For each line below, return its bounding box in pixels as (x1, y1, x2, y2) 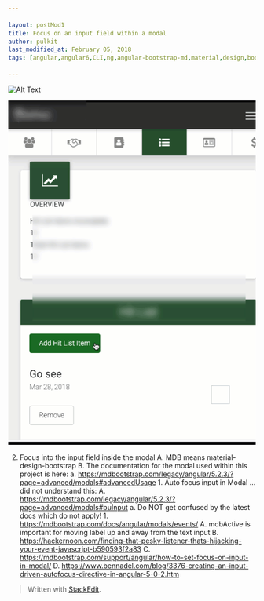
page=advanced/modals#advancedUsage (19, 477, 156, 486)
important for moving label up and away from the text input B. (19, 527, 219, 537)
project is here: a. (19, 469, 77, 479)
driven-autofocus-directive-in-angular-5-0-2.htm (19, 569, 179, 578)
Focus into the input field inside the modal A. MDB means (19, 452, 206, 462)
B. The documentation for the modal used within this (78, 461, 247, 470)
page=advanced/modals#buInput (19, 502, 128, 512)
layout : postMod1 (8, 20, 65, 29)
